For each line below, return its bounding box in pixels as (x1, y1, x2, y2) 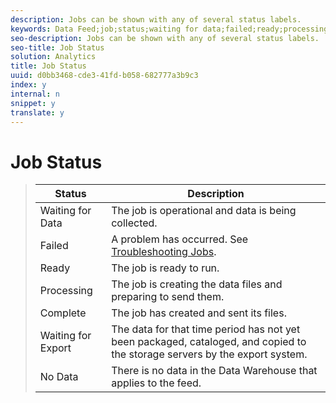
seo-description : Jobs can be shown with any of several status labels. (10, 33, 320, 43)
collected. (111, 216, 158, 230)
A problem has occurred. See (111, 232, 249, 246)
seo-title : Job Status (10, 42, 105, 53)
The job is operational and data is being (111, 204, 297, 218)
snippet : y (10, 98, 56, 108)
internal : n (10, 89, 60, 99)
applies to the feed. (111, 376, 202, 390)
